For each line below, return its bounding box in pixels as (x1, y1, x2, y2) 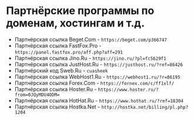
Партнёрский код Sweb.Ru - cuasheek (14, 67, 108, 74)
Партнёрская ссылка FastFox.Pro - (14, 42, 102, 49)
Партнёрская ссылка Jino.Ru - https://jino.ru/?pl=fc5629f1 (14, 54, 166, 61)
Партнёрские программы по (6, 4, 155, 18)
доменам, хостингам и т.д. (6, 16, 145, 30)
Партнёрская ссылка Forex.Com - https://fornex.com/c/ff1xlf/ (14, 79, 175, 86)
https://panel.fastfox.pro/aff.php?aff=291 (14, 49, 123, 55)
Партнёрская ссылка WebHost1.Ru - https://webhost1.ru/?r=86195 (14, 73, 180, 80)
